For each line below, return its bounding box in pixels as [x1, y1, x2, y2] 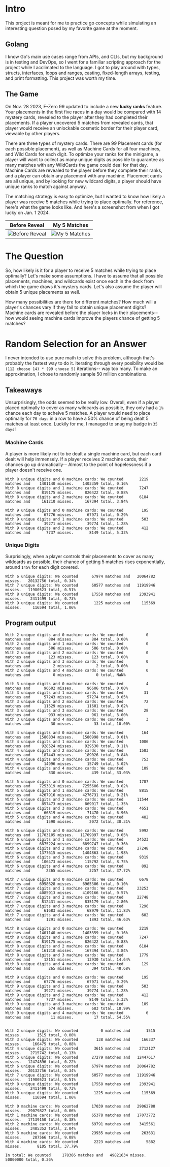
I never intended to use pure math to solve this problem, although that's [5, 355, 155, 361]
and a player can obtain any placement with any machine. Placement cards [5, 172, 162, 178]
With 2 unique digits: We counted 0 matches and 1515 [5, 1028, 156, 1033]
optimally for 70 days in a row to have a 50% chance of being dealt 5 [5, 415, 149, 422]
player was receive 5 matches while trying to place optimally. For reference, [5, 199, 163, 205]
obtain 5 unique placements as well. [5, 289, 81, 295]
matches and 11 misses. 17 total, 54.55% [5, 1015, 130, 1020]
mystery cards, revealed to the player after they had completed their [5, 114, 148, 120]
